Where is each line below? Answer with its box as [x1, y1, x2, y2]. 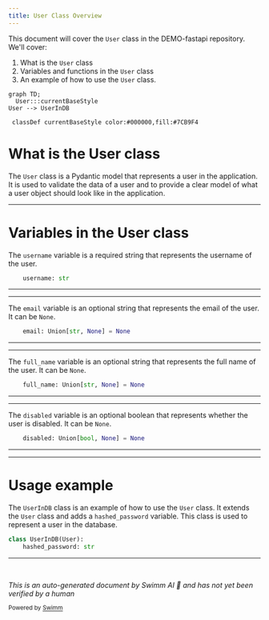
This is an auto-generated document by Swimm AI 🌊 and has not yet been [8, 580, 254, 590]
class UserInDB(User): [8, 535, 84, 543]
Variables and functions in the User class [19, 66, 155, 76]
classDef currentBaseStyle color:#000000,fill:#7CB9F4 [11, 118, 199, 126]
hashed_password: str [22, 542, 94, 550]
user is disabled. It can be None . [8, 419, 112, 429]
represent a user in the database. [8, 519, 118, 529]
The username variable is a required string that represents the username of [8, 250, 252, 260]
